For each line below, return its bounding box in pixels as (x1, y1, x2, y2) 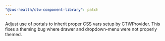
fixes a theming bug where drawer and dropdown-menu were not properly (5, 26, 157, 32)
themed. (5, 31, 22, 37)
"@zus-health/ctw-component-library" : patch (5, 7, 99, 12)
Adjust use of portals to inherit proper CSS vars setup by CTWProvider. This (5, 21, 160, 27)
